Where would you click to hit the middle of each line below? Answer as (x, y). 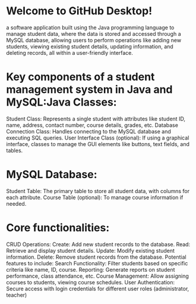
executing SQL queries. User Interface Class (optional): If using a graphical (98, 138)
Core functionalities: (58, 228)
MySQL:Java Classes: (61, 102)
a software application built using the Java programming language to (90, 27)
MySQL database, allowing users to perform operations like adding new (94, 40)
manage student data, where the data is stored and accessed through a (94, 33)
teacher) (17, 295)
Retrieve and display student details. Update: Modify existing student (91, 250)
